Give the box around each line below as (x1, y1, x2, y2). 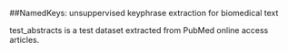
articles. (9, 35, 40, 45)
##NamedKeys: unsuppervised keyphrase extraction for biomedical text (9, 8, 279, 18)
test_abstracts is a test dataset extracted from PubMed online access (9, 25, 269, 35)
